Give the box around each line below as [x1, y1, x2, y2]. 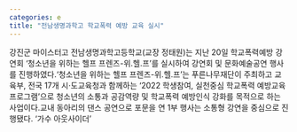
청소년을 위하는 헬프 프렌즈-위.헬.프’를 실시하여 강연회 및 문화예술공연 [27, 58, 268, 68]
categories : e [9, 12, 62, 22]
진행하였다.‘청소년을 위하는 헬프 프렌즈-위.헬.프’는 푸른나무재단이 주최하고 [18, 68, 273, 80]
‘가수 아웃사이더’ [35, 113, 92, 124]
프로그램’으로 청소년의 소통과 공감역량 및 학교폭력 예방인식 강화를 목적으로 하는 [9, 90, 281, 102]
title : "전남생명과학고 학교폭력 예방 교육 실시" [9, 21, 165, 30]
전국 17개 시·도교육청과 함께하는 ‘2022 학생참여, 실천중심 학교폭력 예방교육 [27, 80, 286, 90]
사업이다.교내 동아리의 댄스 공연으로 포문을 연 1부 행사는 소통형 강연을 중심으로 [9, 102, 280, 113]
